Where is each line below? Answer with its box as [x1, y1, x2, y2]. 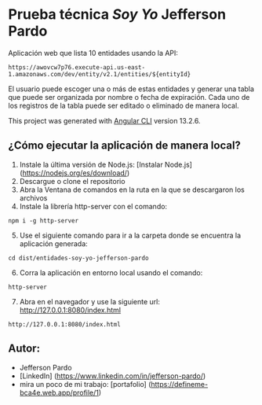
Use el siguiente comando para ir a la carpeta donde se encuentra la [19, 230, 242, 240]
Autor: [8, 342, 41, 355]
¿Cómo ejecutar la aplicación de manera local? [8, 139, 242, 153]
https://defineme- [151, 379, 209, 388]
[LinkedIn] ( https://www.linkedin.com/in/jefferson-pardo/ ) [19, 371, 206, 381]
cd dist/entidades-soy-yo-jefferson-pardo [8, 254, 149, 262]
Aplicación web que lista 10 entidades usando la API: [8, 48, 179, 57]
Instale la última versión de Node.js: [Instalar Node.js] [19, 160, 192, 169]
